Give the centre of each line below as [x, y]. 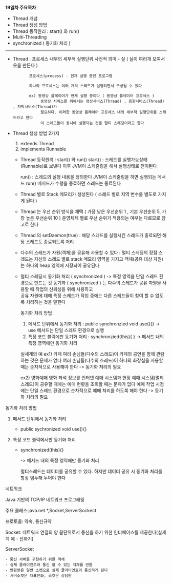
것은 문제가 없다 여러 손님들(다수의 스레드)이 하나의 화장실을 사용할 [96, 360]
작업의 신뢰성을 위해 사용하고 [64, 289]
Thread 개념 [25, 18]
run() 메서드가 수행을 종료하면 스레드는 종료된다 [73, 183]
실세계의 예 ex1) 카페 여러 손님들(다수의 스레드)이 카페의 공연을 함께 [88, 354]
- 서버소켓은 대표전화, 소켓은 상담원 [39, 576]
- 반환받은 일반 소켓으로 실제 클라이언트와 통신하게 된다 [57, 570]
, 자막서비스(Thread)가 [35, 107]
